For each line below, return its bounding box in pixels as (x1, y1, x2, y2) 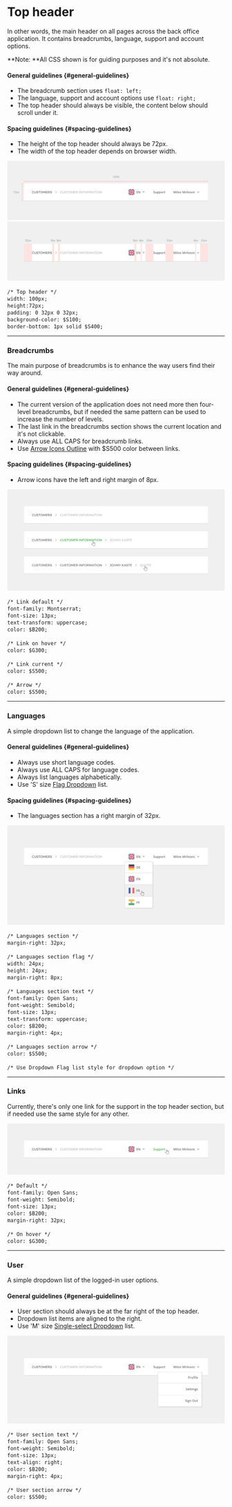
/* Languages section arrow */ (7, 1043, 97, 1050)
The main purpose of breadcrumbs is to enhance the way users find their (7, 362, 215, 370)
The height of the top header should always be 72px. (17, 140, 168, 148)
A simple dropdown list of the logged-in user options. (7, 1276, 159, 1285)
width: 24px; (7, 960, 45, 967)
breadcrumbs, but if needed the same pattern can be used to (32, 407, 206, 416)
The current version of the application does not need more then (17, 400, 199, 409)
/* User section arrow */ (7, 1486, 81, 1493)
